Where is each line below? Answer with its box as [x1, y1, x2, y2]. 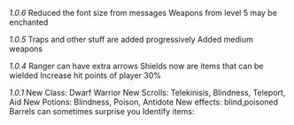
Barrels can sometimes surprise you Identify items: [9, 106, 195, 116]
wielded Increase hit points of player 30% [9, 70, 162, 81]
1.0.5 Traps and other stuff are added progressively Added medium [9, 35, 254, 44]
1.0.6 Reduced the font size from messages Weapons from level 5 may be [9, 8, 277, 18]
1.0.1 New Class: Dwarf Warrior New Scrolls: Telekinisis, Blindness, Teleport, [9, 88, 286, 98]
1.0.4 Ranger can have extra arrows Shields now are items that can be [9, 61, 264, 71]
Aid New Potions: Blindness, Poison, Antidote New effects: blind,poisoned [9, 97, 279, 107]
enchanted [9, 17, 49, 27]
